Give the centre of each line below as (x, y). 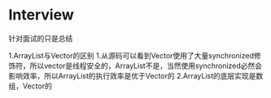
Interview (42, 15)
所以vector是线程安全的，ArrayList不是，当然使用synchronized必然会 (146, 66)
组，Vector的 (31, 86)
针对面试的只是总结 (41, 38)
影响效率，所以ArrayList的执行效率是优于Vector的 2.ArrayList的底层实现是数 (136, 75)
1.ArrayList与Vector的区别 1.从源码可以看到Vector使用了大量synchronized (131, 55)
